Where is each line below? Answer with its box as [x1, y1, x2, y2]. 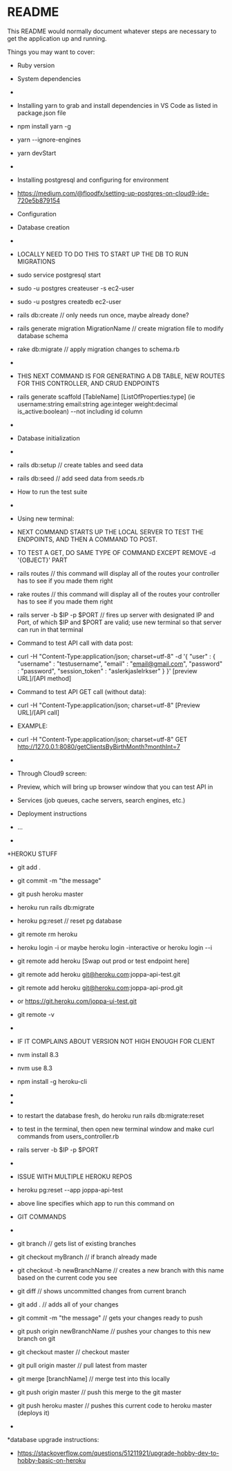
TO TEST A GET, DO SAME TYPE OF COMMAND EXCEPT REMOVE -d [17, 548, 216, 556]
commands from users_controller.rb [17, 1132, 119, 1141]
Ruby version [17, 61, 55, 69]
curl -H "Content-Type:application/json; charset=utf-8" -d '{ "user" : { [17, 652, 216, 660]
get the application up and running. [7, 34, 107, 42]
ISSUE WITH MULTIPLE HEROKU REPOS [17, 1172, 133, 1181]
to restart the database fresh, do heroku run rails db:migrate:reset [17, 1111, 204, 1120]
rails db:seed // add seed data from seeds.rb [17, 474, 145, 482]
